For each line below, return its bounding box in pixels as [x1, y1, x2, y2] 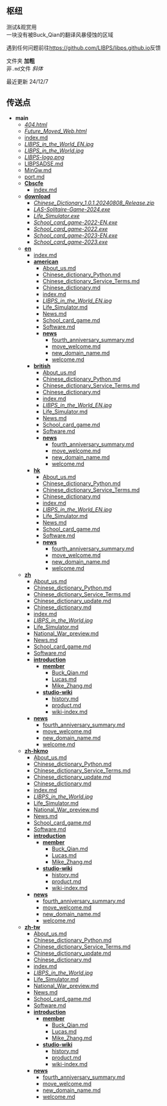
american [33, 257, 59, 265]
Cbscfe [24, 179, 44, 187]
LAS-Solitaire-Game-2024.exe [33, 205, 111, 213]
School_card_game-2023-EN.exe [33, 232, 118, 239]
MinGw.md [24, 166, 52, 174]
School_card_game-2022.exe [33, 225, 108, 232]
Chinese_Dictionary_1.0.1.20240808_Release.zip [33, 199, 155, 206]
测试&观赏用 [6, 23, 37, 31]
